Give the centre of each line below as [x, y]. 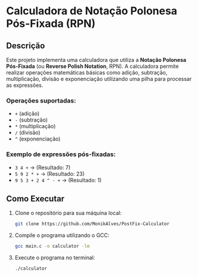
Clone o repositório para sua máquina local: [68, 213]
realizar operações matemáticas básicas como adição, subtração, [87, 72]
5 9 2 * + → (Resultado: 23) [50, 173]
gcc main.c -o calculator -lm [52, 246]
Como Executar [35, 199]
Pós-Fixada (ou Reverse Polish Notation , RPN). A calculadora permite [92, 66]
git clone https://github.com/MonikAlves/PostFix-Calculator [92, 224]
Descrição [26, 46]
